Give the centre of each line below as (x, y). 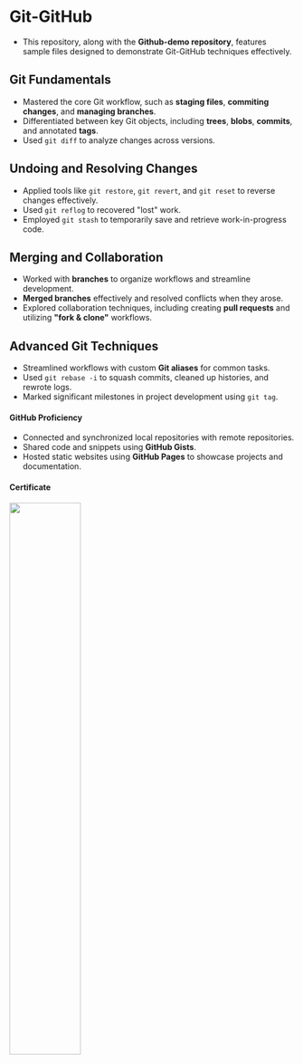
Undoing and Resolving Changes (104, 169)
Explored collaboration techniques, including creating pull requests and (156, 308)
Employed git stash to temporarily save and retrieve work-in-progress (154, 219)
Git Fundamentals (60, 80)
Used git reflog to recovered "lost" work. (101, 209)
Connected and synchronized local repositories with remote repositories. (158, 437)
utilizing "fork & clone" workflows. (87, 318)
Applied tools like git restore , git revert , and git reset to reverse (149, 190)
